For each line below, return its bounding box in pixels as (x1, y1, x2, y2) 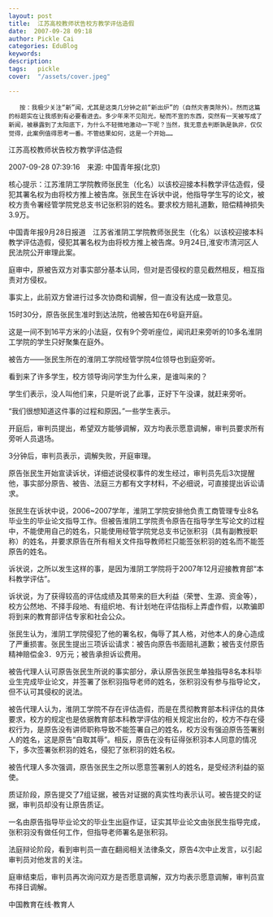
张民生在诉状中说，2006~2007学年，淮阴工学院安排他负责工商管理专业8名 (8, 505, 259, 515)
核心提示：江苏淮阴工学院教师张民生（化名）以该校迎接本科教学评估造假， (8, 179, 258, 189)
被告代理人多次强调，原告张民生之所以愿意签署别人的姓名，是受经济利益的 (8, 762, 258, 771)
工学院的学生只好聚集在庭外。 (8, 337, 108, 347)
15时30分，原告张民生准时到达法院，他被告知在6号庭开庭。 (8, 309, 207, 319)
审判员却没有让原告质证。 (22, 799, 108, 810)
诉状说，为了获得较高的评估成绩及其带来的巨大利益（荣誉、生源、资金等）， (8, 591, 262, 600)
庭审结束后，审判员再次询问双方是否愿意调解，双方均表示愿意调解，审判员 (8, 871, 258, 881)
